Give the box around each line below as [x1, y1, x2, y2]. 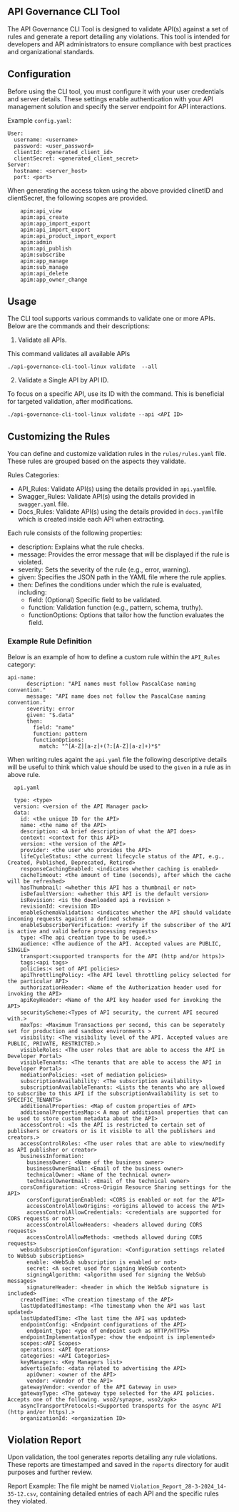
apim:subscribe [20, 251, 66, 258]
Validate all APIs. [17, 335, 67, 345]
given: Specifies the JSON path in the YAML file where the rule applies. [17, 573, 227, 582]
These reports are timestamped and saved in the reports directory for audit [7, 1461, 230, 1469]
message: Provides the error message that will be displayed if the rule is [17, 550, 230, 559]
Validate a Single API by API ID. [17, 376, 109, 385]
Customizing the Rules [7, 430, 111, 442]
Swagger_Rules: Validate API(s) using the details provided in [17, 492, 195, 501]
